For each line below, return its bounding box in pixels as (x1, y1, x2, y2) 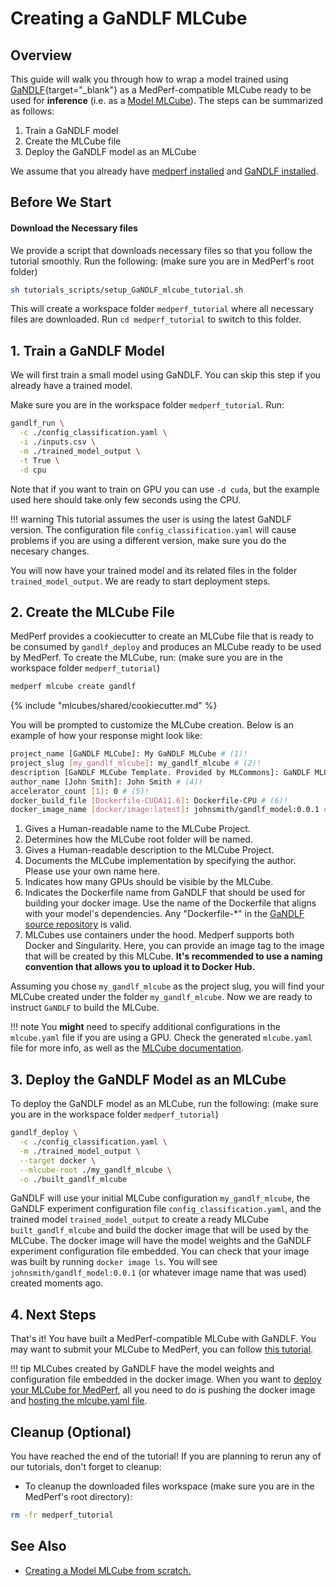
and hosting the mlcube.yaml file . (10, 1395, 148, 1407)
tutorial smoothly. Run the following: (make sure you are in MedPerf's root (10, 255, 315, 267)
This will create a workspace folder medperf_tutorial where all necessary (10, 303, 315, 315)
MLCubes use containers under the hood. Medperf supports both (24, 929, 295, 941)
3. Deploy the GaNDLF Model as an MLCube (10, 1071, 287, 1088)
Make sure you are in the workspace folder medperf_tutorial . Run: (10, 399, 285, 411)
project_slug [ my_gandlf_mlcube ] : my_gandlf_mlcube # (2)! (10, 758, 262, 769)
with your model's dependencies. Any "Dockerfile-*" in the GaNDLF (24, 908, 305, 920)
